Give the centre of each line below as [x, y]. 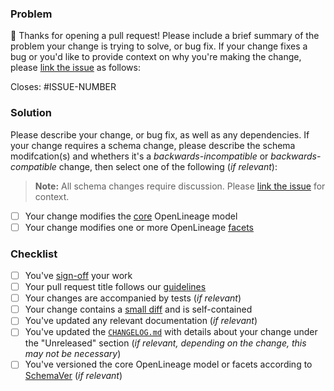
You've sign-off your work [78, 276]
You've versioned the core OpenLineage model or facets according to [168, 364]
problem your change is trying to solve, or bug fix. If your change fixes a [159, 46]
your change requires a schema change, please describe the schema [153, 145]
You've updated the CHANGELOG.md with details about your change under [171, 332]
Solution [31, 113]
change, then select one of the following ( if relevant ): [168, 166]
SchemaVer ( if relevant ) [73, 376]
